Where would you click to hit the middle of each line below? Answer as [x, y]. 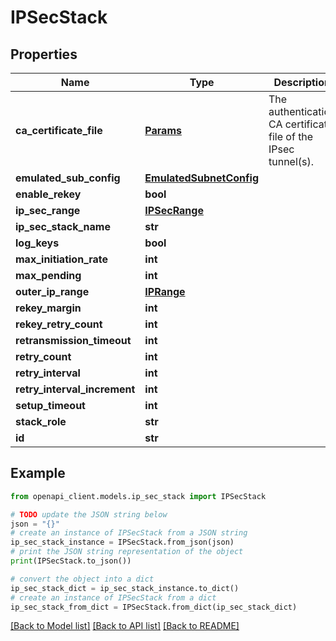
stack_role [41, 421]
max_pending [48, 275]
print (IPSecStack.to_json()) [71, 561]
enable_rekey [48, 194]
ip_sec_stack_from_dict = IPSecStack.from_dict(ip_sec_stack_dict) [154, 607]
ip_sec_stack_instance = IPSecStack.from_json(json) [122, 542]
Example [38, 473]
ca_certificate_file [59, 130]
